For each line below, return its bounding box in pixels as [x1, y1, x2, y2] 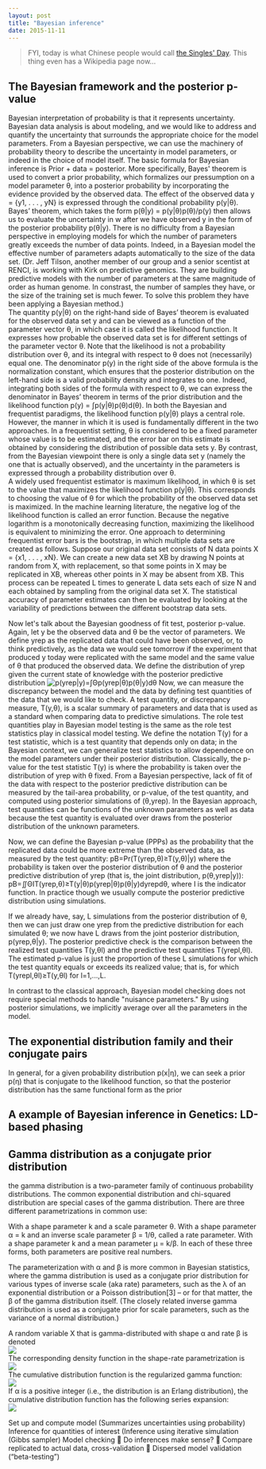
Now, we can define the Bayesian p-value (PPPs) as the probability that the [8, 837, 254, 847]
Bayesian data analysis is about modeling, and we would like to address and [8, 122, 256, 131]
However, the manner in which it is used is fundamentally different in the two [8, 418, 259, 427]
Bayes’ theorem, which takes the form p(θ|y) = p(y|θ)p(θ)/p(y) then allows [8, 206, 252, 216]
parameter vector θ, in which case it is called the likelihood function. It [8, 325, 238, 334]
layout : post [8, 11, 52, 20]
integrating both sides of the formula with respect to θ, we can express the [8, 383, 253, 394]
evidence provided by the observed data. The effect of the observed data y [8, 189, 255, 199]
